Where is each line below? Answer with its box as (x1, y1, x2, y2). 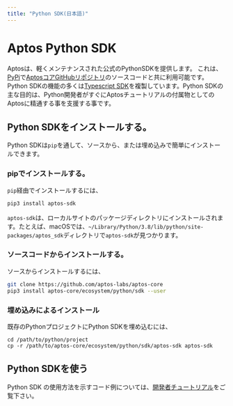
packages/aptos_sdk (7, 232, 64, 239)
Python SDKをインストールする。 (7, 121, 152, 133)
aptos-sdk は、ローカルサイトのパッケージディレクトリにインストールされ (7, 213, 218, 221)
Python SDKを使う (7, 363, 88, 375)
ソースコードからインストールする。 (7, 250, 128, 260)
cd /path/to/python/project (7, 336, 89, 343)
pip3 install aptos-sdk (7, 200, 77, 207)
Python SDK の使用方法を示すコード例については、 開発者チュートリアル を (7, 382, 220, 391)
